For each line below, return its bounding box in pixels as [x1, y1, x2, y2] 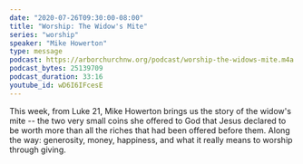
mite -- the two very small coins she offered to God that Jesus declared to [9, 115, 287, 126]
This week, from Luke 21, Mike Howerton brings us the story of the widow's [9, 105, 292, 116]
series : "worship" [9, 30, 79, 39]
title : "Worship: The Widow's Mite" [9, 22, 148, 31]
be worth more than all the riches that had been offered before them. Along [9, 124, 290, 136]
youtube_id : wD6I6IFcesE [9, 81, 103, 90]
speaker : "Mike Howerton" [9, 38, 107, 48]
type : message [9, 47, 64, 56]
